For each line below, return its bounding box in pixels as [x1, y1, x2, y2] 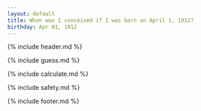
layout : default [7, 10, 55, 18]
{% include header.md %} [7, 43, 83, 51]
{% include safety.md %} [7, 84, 80, 92]
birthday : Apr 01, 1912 [7, 23, 78, 30]
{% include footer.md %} [7, 97, 80, 105]
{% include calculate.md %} [7, 70, 89, 78]
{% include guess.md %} [7, 56, 80, 65]
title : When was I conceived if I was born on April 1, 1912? [7, 17, 194, 24]
